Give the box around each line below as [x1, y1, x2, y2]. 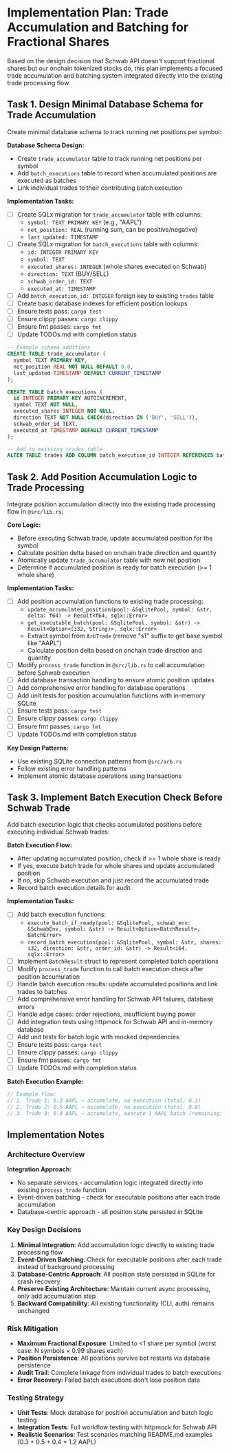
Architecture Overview [7, 1150, 85, 1159]
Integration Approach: [7, 1165, 72, 1173]
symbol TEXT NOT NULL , [13, 401, 78, 409]
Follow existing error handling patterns [16, 764, 127, 772]
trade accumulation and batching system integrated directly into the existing [7, 71, 223, 80]
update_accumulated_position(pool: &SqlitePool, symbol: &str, [27, 607, 213, 614]
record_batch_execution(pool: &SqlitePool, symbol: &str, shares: [27, 939, 222, 946]
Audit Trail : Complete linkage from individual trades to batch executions [16, 1368, 221, 1376]
